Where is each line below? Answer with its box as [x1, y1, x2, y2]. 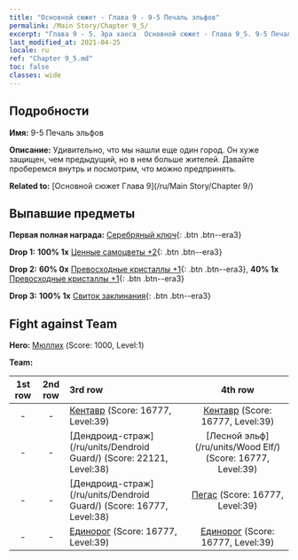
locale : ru [9, 46, 50, 55]
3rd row [69, 383, 104, 396]
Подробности [9, 104, 90, 119]
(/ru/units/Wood [194, 441, 262, 454]
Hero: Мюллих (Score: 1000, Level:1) [9, 340, 145, 351]
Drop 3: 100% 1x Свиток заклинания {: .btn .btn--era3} [9, 290, 211, 302]
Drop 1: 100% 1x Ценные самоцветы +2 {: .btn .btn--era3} [9, 247, 223, 257]
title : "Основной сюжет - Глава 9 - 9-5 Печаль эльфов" [9, 12, 220, 22]
